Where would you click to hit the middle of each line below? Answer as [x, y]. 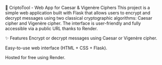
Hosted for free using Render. [35, 57]
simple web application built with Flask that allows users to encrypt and [78, 13]
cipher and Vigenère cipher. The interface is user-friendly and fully [73, 23]
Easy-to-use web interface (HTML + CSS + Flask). [56, 48]
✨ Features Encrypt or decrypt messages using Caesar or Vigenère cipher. [81, 38]
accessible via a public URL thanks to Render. [51, 29]
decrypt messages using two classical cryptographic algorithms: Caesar [79, 18]
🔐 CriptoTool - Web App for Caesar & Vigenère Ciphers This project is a [78, 8]
